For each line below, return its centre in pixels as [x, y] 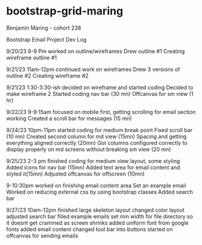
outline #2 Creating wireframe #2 [48, 75]
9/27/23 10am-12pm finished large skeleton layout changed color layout [96, 210]
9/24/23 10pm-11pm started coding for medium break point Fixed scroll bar [99, 130]
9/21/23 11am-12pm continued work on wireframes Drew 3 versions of [93, 69]
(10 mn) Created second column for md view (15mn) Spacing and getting [96, 136]
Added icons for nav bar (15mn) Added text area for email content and [93, 167]
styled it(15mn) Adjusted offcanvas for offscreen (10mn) [75, 174]
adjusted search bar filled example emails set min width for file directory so [100, 216]
